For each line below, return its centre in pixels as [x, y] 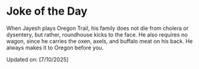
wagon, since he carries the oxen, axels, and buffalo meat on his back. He [99, 41]
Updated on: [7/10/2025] [38, 59]
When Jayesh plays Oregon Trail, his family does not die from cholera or [97, 28]
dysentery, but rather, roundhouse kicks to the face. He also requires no [97, 34]
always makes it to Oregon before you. [55, 48]
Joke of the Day [47, 11]
